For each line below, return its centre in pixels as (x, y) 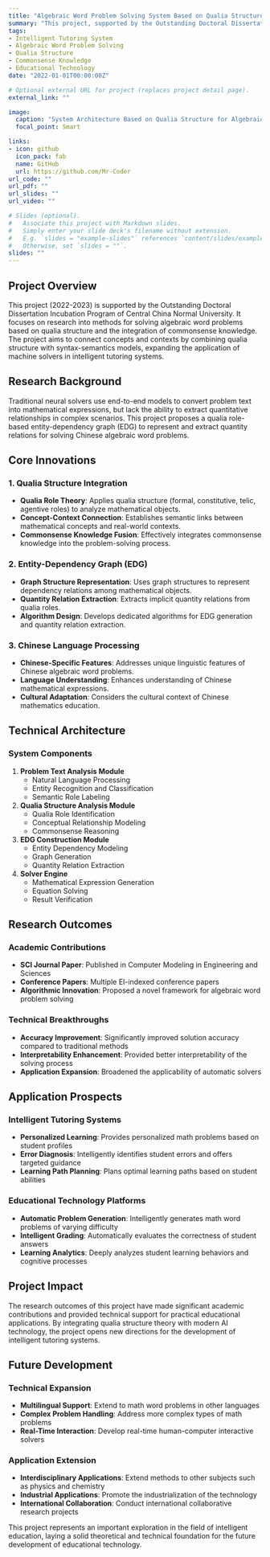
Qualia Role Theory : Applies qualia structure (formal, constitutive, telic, (138, 501)
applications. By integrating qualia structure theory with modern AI (119, 1322)
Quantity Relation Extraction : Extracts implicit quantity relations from (135, 599)
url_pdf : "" (28, 186)
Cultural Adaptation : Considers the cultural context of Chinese (124, 697)
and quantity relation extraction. (73, 625)
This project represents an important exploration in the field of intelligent (128, 1527)
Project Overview (53, 286)
